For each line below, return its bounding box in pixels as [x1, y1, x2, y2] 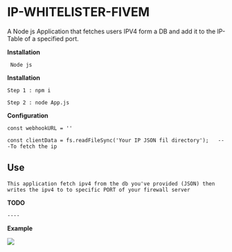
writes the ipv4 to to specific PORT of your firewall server [7, 186, 190, 193]
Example [7, 224, 33, 233]
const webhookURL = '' [7, 124, 73, 132]
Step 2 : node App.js [7, 99, 70, 106]
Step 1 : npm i [7, 87, 51, 94]
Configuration [7, 111, 48, 119]
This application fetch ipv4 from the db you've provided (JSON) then [7, 180, 215, 187]
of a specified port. [24, 34, 80, 42]
